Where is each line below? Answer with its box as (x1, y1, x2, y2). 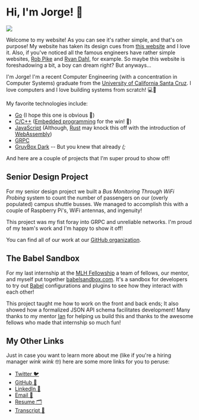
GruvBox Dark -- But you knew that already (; (14, 143, 126, 150)
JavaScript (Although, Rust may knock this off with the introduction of (14, 124, 186, 131)
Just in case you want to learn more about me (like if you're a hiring (6, 351, 171, 359)
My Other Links (6, 336, 64, 346)
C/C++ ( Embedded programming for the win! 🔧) (14, 117, 132, 125)
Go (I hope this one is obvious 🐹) (14, 111, 95, 119)
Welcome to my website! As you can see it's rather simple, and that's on (6, 36, 183, 43)
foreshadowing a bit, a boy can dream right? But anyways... (6, 61, 151, 69)
